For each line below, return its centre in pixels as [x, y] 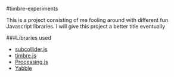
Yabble [23, 68]
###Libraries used [29, 38]
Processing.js [32, 62]
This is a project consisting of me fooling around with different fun [87, 20]
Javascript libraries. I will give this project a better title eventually [86, 26]
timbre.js [26, 55]
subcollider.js [31, 49]
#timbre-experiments [32, 9]
